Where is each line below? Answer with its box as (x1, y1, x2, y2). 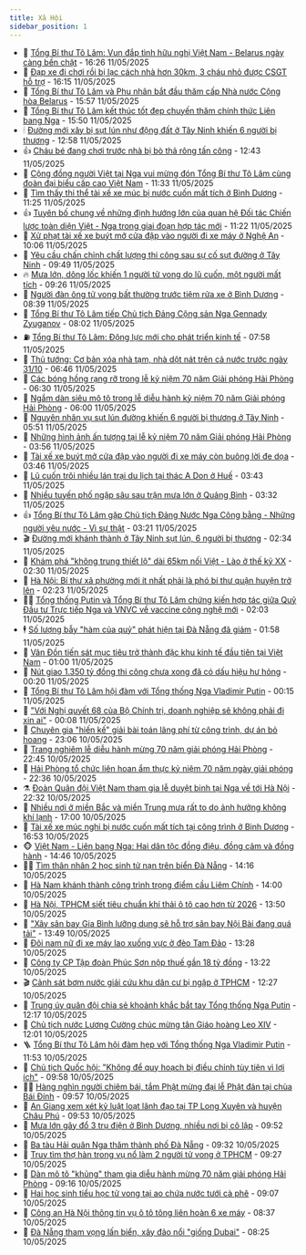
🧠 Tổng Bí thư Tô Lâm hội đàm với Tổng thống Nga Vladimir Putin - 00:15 (22, 685, 294, 696)
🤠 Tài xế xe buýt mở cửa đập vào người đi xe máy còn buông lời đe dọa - (22, 451, 295, 462)
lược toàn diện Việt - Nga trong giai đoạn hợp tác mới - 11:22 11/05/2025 (22, 220, 293, 231)
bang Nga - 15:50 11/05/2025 (22, 115, 132, 126)
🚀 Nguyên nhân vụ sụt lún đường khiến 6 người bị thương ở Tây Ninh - (22, 411, 285, 422)
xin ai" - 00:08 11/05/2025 (22, 714, 121, 725)
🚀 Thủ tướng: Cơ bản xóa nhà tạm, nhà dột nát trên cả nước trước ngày (22, 353, 289, 365)
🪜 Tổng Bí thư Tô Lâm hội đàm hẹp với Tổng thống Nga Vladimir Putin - (22, 1039, 291, 1050)
